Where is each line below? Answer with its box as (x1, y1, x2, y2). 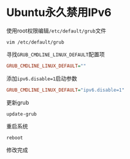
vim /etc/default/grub (6, 39, 64, 45)
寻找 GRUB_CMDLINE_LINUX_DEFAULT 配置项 (6, 50, 105, 58)
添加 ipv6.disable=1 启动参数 (6, 75, 78, 82)
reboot (6, 135, 23, 141)
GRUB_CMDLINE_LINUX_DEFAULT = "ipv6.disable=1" (6, 87, 124, 93)
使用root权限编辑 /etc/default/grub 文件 (6, 27, 107, 34)
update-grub (6, 111, 37, 117)
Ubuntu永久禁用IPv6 (6, 6, 112, 20)
